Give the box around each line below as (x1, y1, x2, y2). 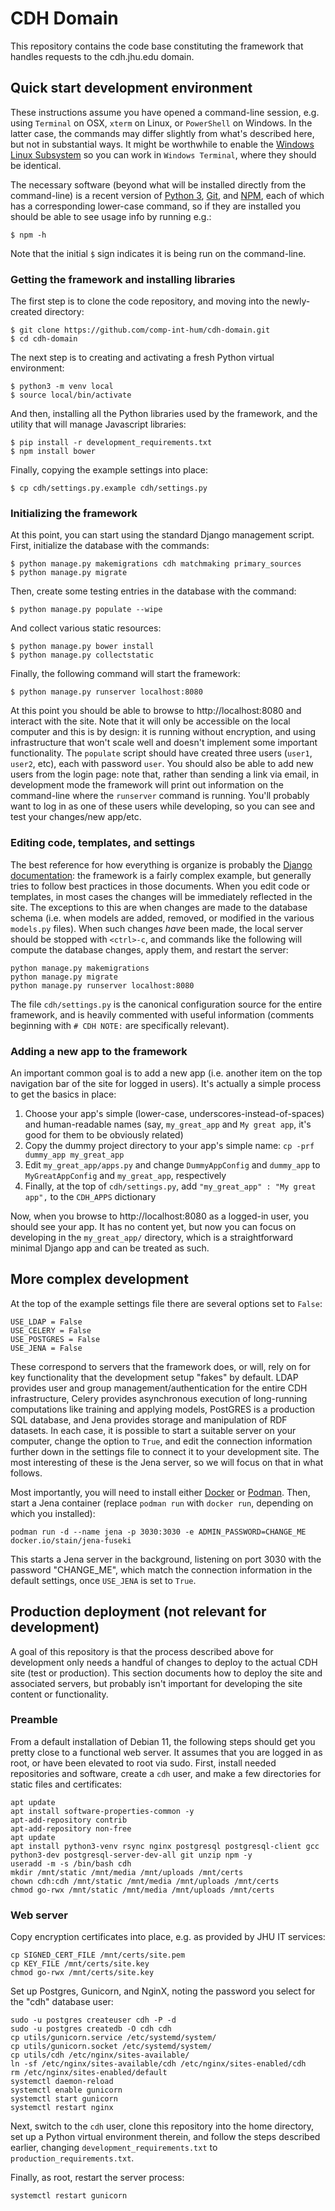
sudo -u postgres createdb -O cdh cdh (10, 2024, 172, 2034)
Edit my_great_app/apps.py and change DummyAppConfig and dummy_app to (24, 1158, 321, 1171)
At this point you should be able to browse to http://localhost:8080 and (10, 705, 302, 717)
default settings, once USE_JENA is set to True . (10, 1574, 197, 1586)
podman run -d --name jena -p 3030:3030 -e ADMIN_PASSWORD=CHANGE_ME (10, 1527, 307, 1537)
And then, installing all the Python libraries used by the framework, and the (10, 408, 318, 420)
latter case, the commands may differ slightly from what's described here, (10, 127, 315, 139)
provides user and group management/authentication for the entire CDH (10, 1382, 308, 1394)
